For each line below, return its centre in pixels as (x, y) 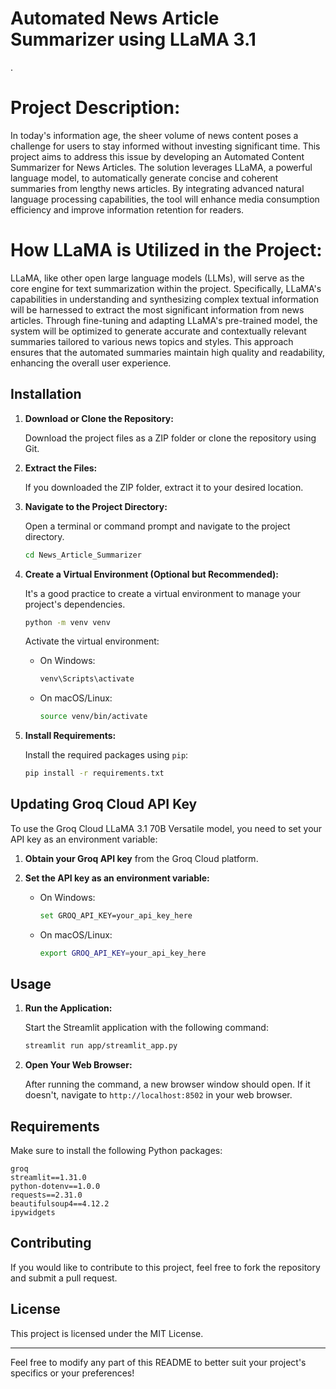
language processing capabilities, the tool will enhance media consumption (165, 199)
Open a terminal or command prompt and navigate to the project (157, 526)
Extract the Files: (61, 468)
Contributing (51, 1243)
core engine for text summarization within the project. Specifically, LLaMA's (166, 288)
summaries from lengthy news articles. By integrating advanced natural (157, 188)
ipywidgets (33, 1213)
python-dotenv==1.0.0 (55, 1187)
